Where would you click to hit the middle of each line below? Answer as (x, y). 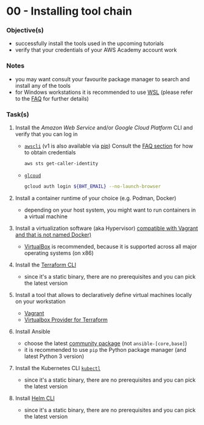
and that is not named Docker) (53, 234)
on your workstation (40, 301)
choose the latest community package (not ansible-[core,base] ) (106, 343)
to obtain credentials (50, 152)
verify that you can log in (46, 134)
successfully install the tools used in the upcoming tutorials (90, 43)
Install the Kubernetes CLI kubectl (58, 368)
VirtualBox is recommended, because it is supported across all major (111, 246)
